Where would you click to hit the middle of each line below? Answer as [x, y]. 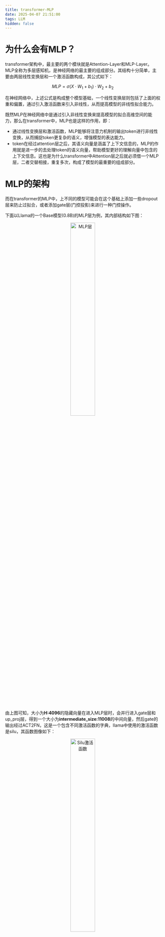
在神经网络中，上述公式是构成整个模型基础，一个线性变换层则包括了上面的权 [83, 98]
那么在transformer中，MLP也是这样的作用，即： [63, 121]
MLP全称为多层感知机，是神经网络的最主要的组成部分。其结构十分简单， [79, 70]
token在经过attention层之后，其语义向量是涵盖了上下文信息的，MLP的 [83, 144]
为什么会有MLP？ [40, 49]
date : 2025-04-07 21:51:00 [33, 14]
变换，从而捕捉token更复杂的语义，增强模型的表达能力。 [70, 137]
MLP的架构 [28, 184]
